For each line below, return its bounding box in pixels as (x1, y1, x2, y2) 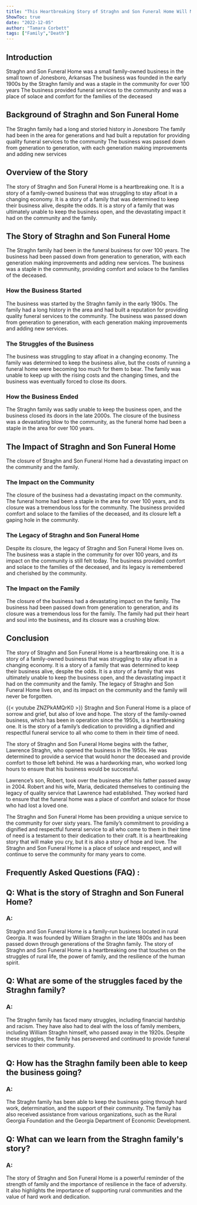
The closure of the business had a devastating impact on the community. (6, 491, 182, 498)
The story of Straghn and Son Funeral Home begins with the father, (6, 740, 168, 747)
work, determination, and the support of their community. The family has (6, 1104, 182, 1112)
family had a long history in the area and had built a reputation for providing (6, 306, 189, 313)
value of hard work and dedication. (6, 1193, 91, 1200)
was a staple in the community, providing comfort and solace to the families (6, 266, 189, 273)
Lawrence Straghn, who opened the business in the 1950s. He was (6, 747, 168, 754)
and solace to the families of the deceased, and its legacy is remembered (6, 563, 184, 570)
